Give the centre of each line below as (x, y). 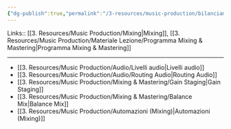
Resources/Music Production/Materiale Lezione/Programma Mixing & (105, 40)
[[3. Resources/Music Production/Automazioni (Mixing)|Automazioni (114, 111)
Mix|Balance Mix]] (43, 104)
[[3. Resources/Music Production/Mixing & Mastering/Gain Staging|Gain (119, 82)
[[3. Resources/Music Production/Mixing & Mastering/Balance (104, 96)
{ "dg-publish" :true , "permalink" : (55, 13)
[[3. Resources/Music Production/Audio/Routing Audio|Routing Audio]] (117, 74)
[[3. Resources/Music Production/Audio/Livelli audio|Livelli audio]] (111, 67)
